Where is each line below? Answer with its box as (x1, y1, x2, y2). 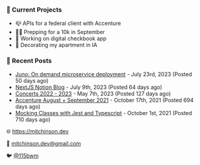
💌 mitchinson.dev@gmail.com (6, 139, 81, 147)
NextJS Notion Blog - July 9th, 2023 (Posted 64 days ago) (15, 83, 163, 91)
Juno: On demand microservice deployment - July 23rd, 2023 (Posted (15, 70, 192, 78)
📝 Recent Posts (6, 57, 52, 65)
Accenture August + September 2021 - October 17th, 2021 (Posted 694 (15, 96, 194, 104)
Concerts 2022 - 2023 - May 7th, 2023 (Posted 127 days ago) (15, 90, 171, 97)
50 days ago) (15, 77, 49, 84)
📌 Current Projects (6, 5, 62, 14)
